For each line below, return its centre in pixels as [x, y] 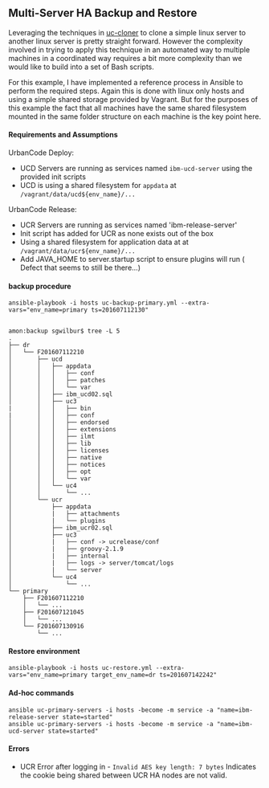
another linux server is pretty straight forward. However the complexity [126, 41]
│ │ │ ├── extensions [62, 430]
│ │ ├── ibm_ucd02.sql [61, 394]
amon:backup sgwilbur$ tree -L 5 [64, 331]
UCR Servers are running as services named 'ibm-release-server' [128, 225]
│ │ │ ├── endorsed [59, 423]
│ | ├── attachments [64, 514]
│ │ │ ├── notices [57, 465]
